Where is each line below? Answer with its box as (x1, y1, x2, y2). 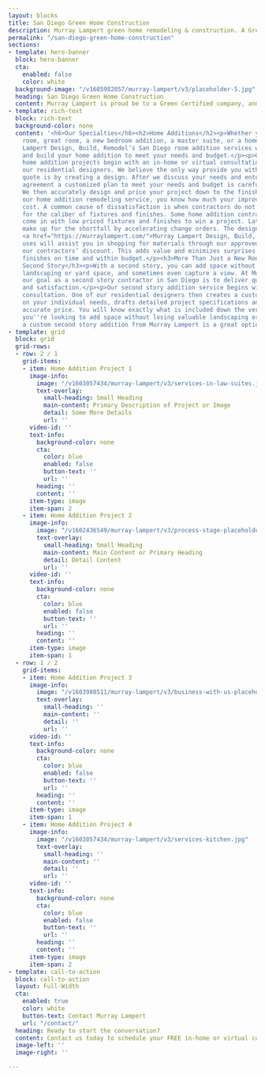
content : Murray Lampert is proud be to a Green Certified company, (15, 100, 245, 108)
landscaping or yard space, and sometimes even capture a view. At (22, 269, 248, 277)
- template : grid (8, 328, 65, 336)
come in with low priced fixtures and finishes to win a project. (22, 218, 245, 225)
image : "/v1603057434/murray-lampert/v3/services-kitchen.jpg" (36, 835, 248, 843)
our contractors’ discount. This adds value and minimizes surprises (22, 247, 256, 255)
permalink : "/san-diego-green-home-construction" (8, 33, 175, 42)
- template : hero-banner (8, 48, 90, 56)
